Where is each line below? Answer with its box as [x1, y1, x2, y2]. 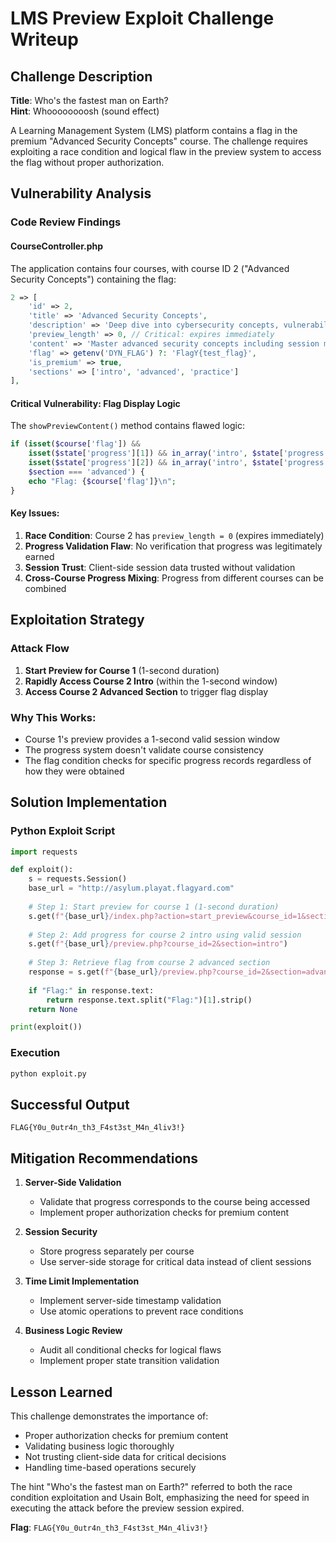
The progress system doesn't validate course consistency [24, 743, 264, 756]
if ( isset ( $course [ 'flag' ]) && [10, 439, 141, 449]
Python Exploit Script [10, 824, 116, 838]
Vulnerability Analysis [10, 185, 152, 202]
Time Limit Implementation [24, 1275, 140, 1287]
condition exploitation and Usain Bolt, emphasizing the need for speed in [10, 1491, 310, 1503]
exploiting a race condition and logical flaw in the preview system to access [10, 146, 322, 157]
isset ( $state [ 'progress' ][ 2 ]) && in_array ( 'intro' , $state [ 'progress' [28, 458, 329, 468]
